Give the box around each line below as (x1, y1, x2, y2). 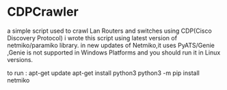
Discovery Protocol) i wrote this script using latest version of (7, 33, 178, 42)
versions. (7, 55, 33, 63)
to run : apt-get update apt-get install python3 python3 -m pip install (7, 69, 200, 77)
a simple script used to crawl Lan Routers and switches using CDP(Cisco (7, 27, 212, 35)
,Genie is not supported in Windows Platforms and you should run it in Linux (7, 48, 221, 57)
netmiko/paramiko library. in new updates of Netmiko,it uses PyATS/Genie (7, 41, 215, 49)
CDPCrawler (7, 4, 79, 20)
